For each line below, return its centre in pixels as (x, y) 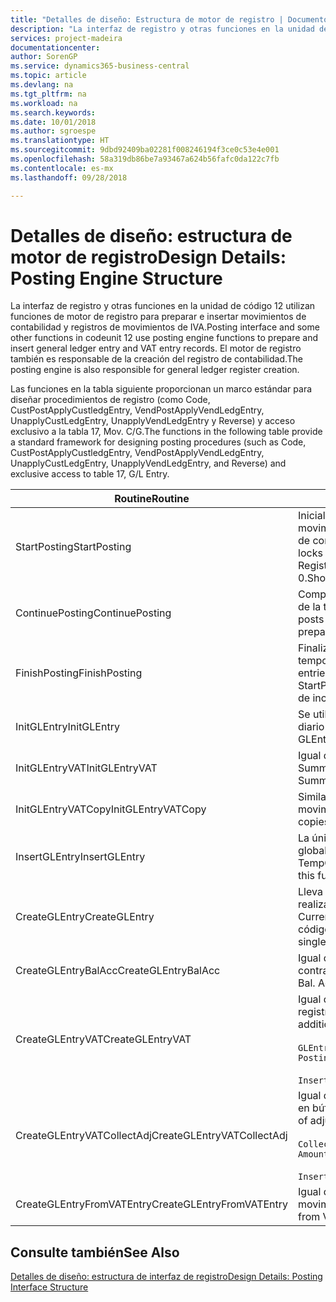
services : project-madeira (66, 38)
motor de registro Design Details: (148, 257)
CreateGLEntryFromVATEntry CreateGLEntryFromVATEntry (152, 1204)
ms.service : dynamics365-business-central (100, 66)
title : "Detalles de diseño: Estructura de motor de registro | (147, 19)
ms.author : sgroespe (53, 131)
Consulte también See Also (95, 1252)
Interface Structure (49, 1287)
